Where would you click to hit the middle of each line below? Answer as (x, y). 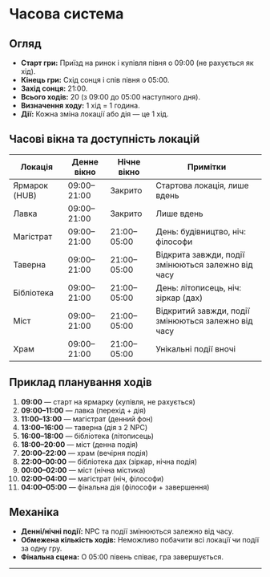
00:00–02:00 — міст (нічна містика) (83, 469)
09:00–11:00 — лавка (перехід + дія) (83, 410)
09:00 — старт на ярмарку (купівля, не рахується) (108, 401)
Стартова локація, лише (202, 185)
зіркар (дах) (179, 298)
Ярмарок (31, 185)
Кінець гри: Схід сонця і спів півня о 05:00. (95, 80)
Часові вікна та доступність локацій (105, 139)
